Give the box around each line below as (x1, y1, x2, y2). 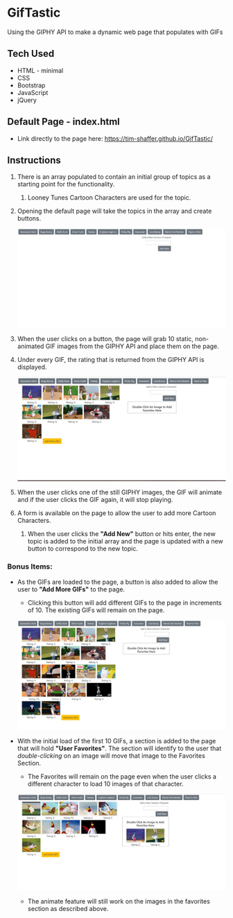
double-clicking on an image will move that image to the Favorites (17, 752, 206, 760)
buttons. (17, 214, 42, 223)
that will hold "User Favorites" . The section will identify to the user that (17, 744, 222, 753)
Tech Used (7, 48, 55, 60)
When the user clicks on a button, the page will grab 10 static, (17, 335, 194, 343)
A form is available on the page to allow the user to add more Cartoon (17, 509, 216, 517)
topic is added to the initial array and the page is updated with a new (27, 537, 223, 546)
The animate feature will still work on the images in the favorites (27, 897, 210, 906)
